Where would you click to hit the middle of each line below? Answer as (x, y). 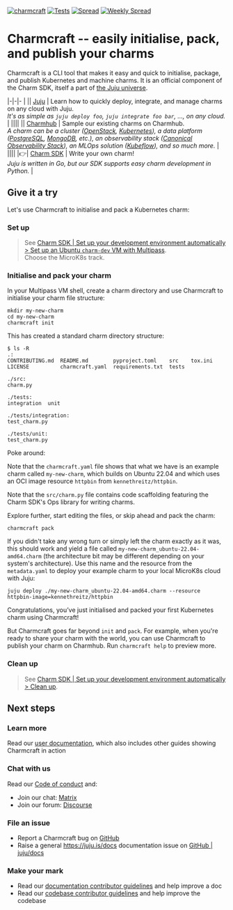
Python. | (20, 171)
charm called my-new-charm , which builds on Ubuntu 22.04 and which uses (114, 474)
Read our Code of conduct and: (52, 784)
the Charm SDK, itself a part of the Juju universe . (78, 88)
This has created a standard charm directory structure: (86, 336)
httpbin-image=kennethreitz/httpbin (60, 597)
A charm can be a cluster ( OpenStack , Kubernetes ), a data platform (105, 131)
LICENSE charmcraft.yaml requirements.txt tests (96, 367)
